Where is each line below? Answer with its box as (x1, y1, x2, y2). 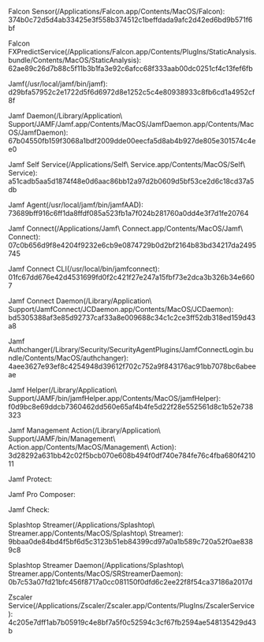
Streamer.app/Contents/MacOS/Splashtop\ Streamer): (8, 529, 184, 538)
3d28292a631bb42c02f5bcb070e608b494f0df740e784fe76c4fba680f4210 (8, 451, 256, 460)
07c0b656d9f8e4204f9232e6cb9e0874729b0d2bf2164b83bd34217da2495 (8, 240, 257, 250)
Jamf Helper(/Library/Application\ (8, 385, 117, 395)
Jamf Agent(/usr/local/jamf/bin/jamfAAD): (8, 200, 143, 210)
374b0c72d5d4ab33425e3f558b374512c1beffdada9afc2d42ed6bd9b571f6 (8, 15, 253, 24)
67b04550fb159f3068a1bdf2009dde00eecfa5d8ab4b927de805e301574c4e (8, 136, 256, 145)
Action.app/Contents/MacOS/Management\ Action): (8, 443, 177, 451)
